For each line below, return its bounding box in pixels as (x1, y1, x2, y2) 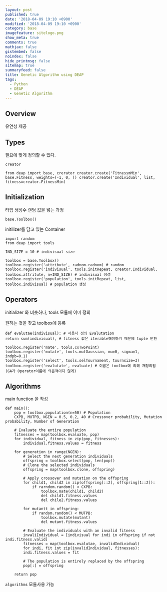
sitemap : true (5, 63, 35, 68)
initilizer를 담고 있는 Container (5, 226, 65, 232)
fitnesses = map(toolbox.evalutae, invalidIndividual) (23, 542, 140, 547)
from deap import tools (5, 240, 55, 245)
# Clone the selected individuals (23, 463, 95, 468)
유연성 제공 (5, 123, 27, 129)
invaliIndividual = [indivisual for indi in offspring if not (23, 533, 155, 538)
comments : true (5, 40, 37, 45)
